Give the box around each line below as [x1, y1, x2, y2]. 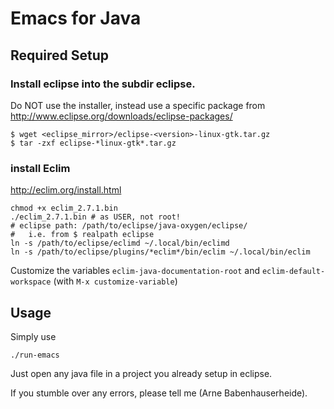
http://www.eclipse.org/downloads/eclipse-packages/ [10, 110, 233, 122]
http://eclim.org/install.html [10, 184, 122, 196]
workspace [10, 277, 52, 287]
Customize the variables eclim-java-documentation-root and [10, 265, 261, 277]
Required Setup [10, 47, 110, 64]
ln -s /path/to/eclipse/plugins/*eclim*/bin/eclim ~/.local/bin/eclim [10, 247, 311, 257]
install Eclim [10, 161, 71, 175]
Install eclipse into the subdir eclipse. [10, 77, 196, 91]
